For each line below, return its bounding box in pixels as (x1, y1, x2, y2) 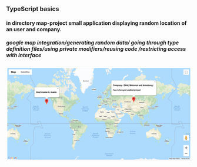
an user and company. (6, 25, 62, 32)
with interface (6, 52, 42, 59)
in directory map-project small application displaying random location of (6, 19, 187, 27)
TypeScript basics (6, 5, 59, 13)
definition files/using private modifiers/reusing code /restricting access (6, 45, 186, 53)
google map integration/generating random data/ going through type (6, 39, 179, 46)
